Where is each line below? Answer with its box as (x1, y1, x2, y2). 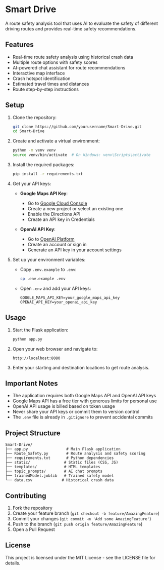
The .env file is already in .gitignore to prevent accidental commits (12, 414, 153, 420)
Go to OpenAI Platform (27, 236, 75, 242)
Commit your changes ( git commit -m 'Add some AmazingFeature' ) (12, 515, 151, 521)
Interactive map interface (12, 70, 65, 76)
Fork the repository (12, 505, 53, 511)
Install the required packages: (12, 162, 75, 168)
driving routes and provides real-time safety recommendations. (5, 25, 137, 31)
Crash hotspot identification (12, 75, 71, 82)
